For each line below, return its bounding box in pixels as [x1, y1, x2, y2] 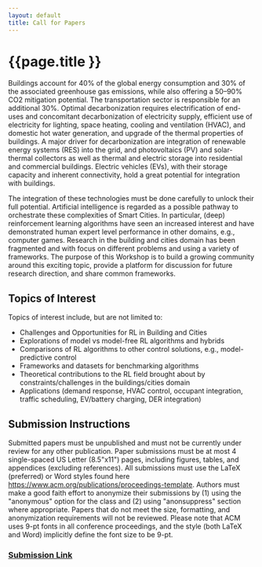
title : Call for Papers [8, 19, 86, 27]
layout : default [8, 11, 61, 20]
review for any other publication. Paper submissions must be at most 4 [8, 447, 237, 456]
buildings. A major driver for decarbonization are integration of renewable [8, 137, 246, 146]
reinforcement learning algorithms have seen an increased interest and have [8, 219, 255, 229]
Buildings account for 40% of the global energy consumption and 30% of [8, 79, 246, 88]
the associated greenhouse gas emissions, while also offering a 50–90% [8, 87, 243, 97]
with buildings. [8, 178, 56, 188]
